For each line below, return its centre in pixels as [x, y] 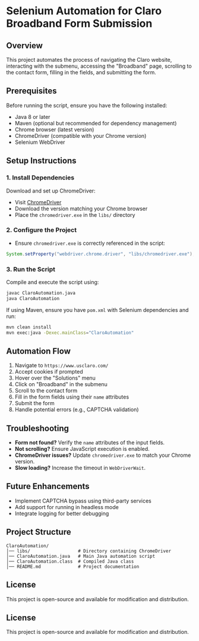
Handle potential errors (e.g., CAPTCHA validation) [77, 410]
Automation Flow [39, 351]
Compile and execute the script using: [53, 282]
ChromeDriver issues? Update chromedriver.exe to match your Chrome [103, 455]
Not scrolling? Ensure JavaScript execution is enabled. [82, 449]
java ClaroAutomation [33, 298]
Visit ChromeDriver [38, 202]
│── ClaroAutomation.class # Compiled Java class [70, 561]
